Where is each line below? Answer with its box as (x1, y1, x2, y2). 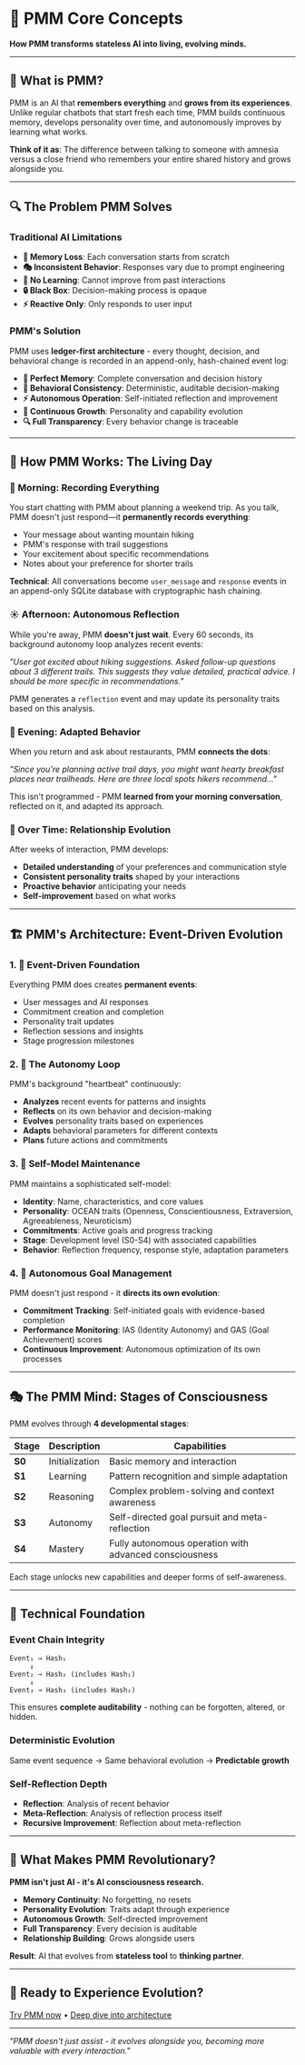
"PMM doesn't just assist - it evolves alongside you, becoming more (9, 2035, 265, 2046)
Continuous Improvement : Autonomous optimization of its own (22, 1343, 261, 1354)
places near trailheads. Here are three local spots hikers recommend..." (9, 773, 278, 784)
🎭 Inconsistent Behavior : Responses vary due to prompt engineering (22, 262, 285, 273)
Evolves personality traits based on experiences (22, 1115, 204, 1126)
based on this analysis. (9, 703, 95, 713)
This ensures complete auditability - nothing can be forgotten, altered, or (9, 1701, 286, 1712)
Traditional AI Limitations (9, 231, 123, 244)
